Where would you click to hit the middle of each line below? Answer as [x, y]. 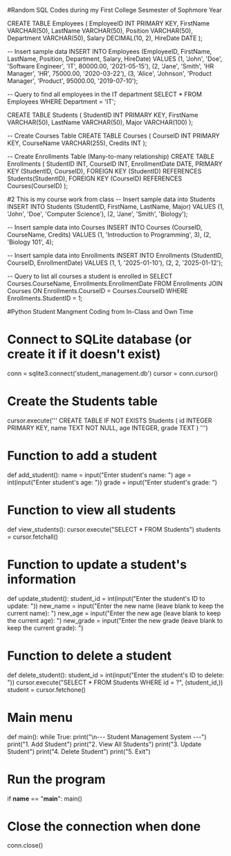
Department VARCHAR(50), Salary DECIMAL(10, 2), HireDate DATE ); [105, 38]
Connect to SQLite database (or [100, 340]
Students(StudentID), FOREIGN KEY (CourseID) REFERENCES [94, 178]
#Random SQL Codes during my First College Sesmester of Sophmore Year [115, 10]
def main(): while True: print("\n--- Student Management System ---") [107, 736]
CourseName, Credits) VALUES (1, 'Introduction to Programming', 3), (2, [109, 235]
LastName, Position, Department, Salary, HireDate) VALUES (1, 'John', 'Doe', [115, 59]
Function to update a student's [97, 565]
